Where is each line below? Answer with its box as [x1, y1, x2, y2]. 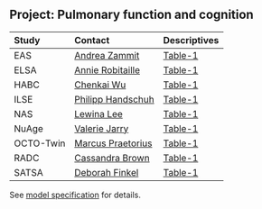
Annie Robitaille [73, 63, 140, 76]
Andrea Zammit [73, 49, 140, 61]
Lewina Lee [73, 107, 124, 120]
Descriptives [163, 33, 220, 46]
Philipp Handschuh [73, 93, 155, 105]
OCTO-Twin [14, 137, 66, 150]
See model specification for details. [9, 189, 142, 200]
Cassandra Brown [73, 151, 151, 164]
